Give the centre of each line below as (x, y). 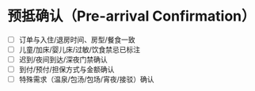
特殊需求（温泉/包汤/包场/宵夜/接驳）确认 (86, 79)
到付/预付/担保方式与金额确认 (67, 70)
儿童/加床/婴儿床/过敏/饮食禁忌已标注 (79, 49)
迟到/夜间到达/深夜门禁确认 (63, 59)
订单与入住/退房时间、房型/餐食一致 (77, 40)
